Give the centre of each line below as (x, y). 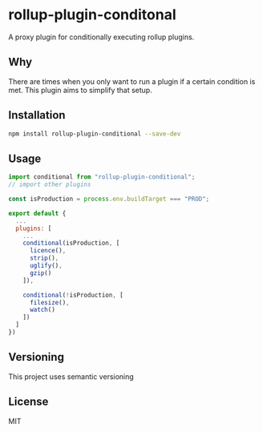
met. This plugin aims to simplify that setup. (80, 90)
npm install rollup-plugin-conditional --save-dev (95, 134)
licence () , (48, 251)
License (28, 402)
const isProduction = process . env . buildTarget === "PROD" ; (109, 199)
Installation (37, 115)
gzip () (40, 273)
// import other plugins (50, 185)
